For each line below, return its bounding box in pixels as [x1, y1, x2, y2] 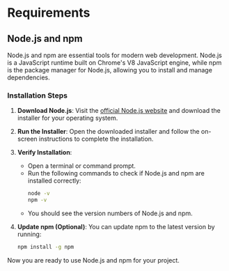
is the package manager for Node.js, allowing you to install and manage [7, 66, 212, 74]
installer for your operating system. [17, 114, 118, 123]
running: [17, 230, 42, 238]
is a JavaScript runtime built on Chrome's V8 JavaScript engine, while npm [7, 59, 222, 67]
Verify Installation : [17, 148, 72, 157]
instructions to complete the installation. [38, 134, 154, 144]
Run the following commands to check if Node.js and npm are [27, 169, 205, 178]
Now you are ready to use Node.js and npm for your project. [7, 256, 180, 264]
